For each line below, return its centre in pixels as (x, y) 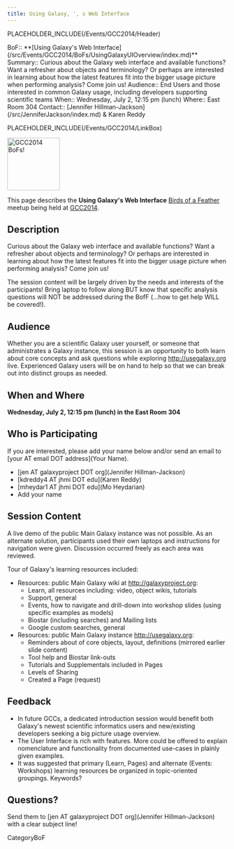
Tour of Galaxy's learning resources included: (73, 569)
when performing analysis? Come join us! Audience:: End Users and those (114, 84)
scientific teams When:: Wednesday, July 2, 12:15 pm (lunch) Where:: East (114, 99)
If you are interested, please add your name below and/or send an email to (114, 451)
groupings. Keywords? (50, 778)
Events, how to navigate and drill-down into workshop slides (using (124, 605)
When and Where (46, 395)
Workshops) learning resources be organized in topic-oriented (107, 771)
